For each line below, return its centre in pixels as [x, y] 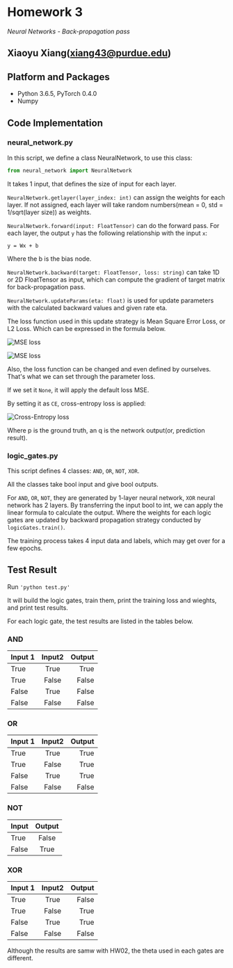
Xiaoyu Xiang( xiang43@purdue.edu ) [89, 53]
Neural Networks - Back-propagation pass [69, 31]
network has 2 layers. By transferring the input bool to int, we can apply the [115, 505]
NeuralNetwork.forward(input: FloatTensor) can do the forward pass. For [113, 225]
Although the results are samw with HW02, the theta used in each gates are [116, 951]
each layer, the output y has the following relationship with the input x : [107, 233]
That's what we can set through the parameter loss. [81, 376]
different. [20, 958]
